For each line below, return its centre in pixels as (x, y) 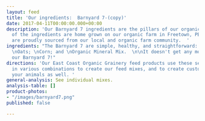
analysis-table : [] (31, 86)
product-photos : (27, 92)
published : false (28, 103)
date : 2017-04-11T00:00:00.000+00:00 (54, 23)
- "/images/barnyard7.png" (41, 97)
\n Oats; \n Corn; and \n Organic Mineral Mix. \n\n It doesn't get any (102, 52)
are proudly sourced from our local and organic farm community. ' (101, 40)
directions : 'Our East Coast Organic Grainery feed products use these (99, 63)
